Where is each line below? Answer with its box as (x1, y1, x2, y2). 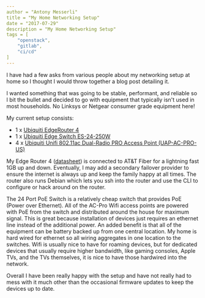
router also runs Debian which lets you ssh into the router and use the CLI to (6, 176, 198, 184)
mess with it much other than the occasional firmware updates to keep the (6, 278, 194, 286)
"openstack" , (17, 37, 51, 43)
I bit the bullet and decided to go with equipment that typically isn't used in (6, 96, 195, 103)
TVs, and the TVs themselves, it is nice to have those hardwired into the (6, 253, 187, 261)
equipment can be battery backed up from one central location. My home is (6, 227, 197, 235)
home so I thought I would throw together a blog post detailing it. (6, 78, 170, 85)
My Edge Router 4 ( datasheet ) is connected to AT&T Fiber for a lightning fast (6, 157, 199, 165)
